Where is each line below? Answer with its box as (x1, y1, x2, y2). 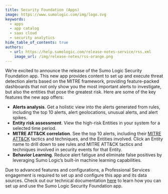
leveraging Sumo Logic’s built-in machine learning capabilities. (12, 157, 142, 163)
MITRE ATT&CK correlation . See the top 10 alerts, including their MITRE (12, 131, 161, 137)
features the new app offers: (5, 94, 64, 100)
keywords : (5, 17, 26, 22)
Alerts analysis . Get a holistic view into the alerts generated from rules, (12, 104, 160, 110)
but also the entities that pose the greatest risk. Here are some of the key (5, 89, 156, 95)
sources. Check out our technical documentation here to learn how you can (5, 177, 161, 183)
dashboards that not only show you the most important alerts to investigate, (5, 84, 161, 90)
